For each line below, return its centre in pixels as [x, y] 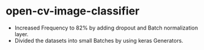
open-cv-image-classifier [73, 11]
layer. [21, 34]
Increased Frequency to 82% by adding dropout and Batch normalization [106, 28]
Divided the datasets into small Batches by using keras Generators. [99, 40]
